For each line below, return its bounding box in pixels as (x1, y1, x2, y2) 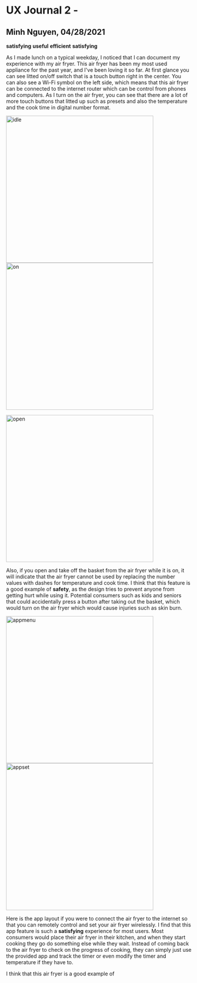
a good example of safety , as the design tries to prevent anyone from (6, 586, 175, 592)
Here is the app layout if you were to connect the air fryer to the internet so (6, 915, 188, 922)
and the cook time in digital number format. (6, 104, 111, 111)
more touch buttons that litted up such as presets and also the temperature (6, 98, 188, 105)
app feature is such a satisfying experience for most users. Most (6, 928, 164, 934)
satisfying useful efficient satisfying (6, 42, 98, 49)
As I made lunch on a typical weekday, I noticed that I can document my (6, 54, 181, 61)
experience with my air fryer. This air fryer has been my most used (6, 60, 168, 67)
